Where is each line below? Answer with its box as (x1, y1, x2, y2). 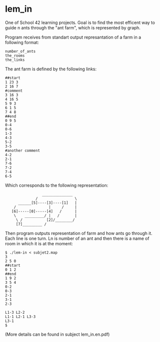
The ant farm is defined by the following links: (5, 66, 97, 72)
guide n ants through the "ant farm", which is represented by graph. (5, 24, 141, 30)
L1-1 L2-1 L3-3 (5, 314, 36, 319)
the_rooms (5, 53, 25, 58)
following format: (5, 39, 39, 45)
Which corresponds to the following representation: (5, 182, 108, 188)
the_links (5, 57, 25, 62)
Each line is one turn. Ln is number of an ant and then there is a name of (5, 235, 150, 241)
